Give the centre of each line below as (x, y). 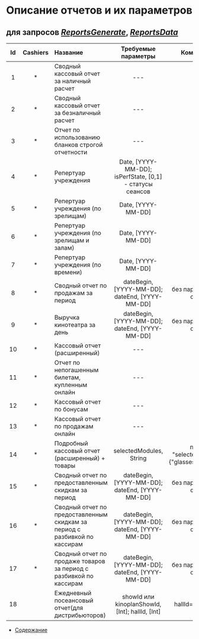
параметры (138, 56)
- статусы (138, 184)
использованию (77, 137)
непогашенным (76, 370)
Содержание (31, 630)
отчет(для (69, 608)
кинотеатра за (75, 325)
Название (69, 52)
